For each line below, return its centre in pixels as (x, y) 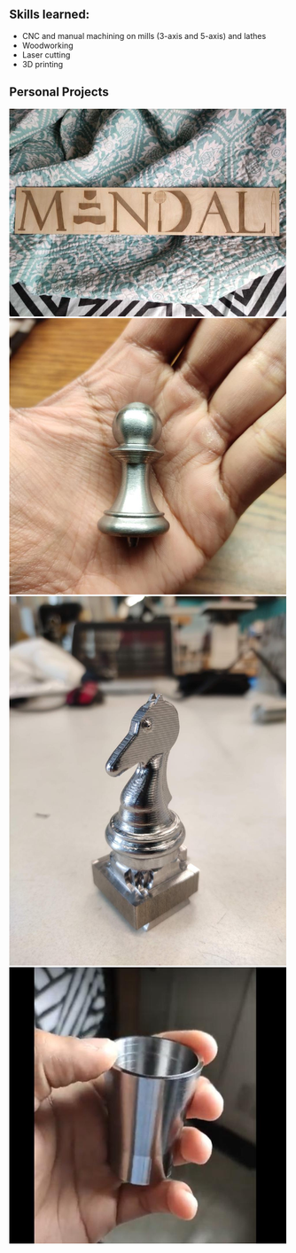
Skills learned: (50, 15)
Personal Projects (59, 92)
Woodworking (47, 45)
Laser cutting (46, 54)
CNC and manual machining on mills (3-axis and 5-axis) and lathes (144, 35)
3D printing (43, 64)
